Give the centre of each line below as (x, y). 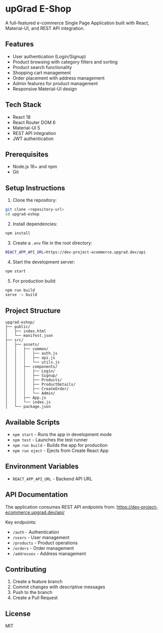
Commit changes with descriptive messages (59, 587)
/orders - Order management (43, 548)
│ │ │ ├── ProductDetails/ (40, 384)
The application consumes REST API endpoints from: (60, 507)
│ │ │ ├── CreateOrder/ (37, 389)
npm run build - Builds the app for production (60, 445)
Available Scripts (32, 422)
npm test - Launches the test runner (50, 440)
